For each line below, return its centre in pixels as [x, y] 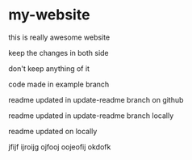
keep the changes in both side [58, 53]
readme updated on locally [53, 131]
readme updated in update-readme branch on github [96, 99]
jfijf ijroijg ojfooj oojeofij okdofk [60, 146]
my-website [49, 15]
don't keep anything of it [49, 68]
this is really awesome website [59, 37]
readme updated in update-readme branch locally [91, 116]
